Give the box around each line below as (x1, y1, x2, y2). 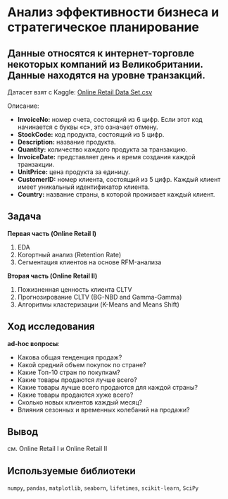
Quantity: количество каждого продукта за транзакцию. (17, 145, 188, 154)
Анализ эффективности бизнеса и (7, 4, 220, 20)
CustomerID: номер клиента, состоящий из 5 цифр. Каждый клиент (17, 175, 221, 183)
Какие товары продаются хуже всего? (17, 390, 134, 399)
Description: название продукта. (17, 138, 116, 146)
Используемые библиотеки (7, 464, 136, 476)
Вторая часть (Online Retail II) (7, 271, 98, 280)
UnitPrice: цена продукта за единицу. (17, 168, 130, 176)
